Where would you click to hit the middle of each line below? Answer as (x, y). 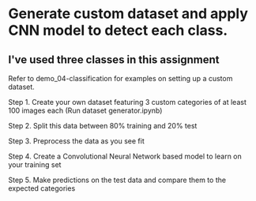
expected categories (42, 188)
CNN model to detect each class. (118, 30)
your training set (35, 165)
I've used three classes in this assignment (114, 60)
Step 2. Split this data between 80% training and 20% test (103, 126)
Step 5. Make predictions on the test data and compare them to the (117, 180)
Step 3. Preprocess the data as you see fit (76, 141)
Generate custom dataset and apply (128, 14)
